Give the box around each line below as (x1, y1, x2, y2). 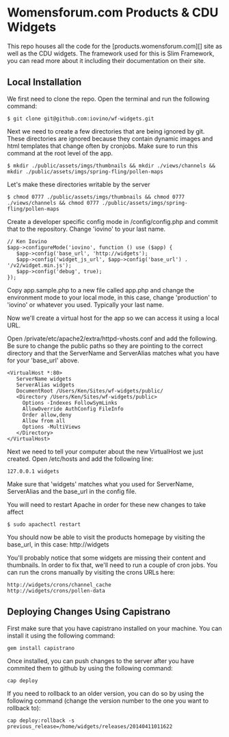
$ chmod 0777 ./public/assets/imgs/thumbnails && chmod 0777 (7, 193, 185, 200)
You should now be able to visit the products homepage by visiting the (7, 533, 205, 541)
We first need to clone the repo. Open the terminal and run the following (7, 95, 210, 103)
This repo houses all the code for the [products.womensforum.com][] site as (7, 42, 222, 50)
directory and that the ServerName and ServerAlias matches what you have (7, 349, 220, 357)
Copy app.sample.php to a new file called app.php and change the (7, 286, 195, 294)
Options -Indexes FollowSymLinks (22, 399, 118, 406)
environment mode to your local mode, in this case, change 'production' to (7, 293, 217, 301)
